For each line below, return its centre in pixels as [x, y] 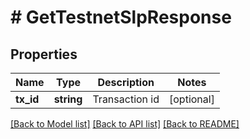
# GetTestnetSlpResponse [121, 17]
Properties [44, 54]
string [68, 99]
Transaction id [126, 99]
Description [126, 82]
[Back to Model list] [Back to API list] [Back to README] [125, 124]
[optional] [192, 99]
